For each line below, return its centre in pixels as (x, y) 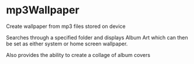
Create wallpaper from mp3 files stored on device (66, 26)
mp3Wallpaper (43, 10)
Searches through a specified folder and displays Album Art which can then (97, 37)
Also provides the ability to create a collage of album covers (78, 55)
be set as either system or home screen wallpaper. (67, 44)
